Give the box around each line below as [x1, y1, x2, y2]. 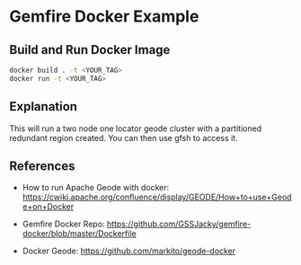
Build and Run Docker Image [9, 42, 171, 57]
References [9, 158, 75, 173]
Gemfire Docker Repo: [22, 218, 105, 230]
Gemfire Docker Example [9, 6, 199, 27]
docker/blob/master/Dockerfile [22, 228, 137, 239]
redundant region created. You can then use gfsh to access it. [9, 132, 238, 143]
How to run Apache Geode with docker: [22, 182, 169, 193]
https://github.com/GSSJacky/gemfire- [106, 218, 252, 230]
